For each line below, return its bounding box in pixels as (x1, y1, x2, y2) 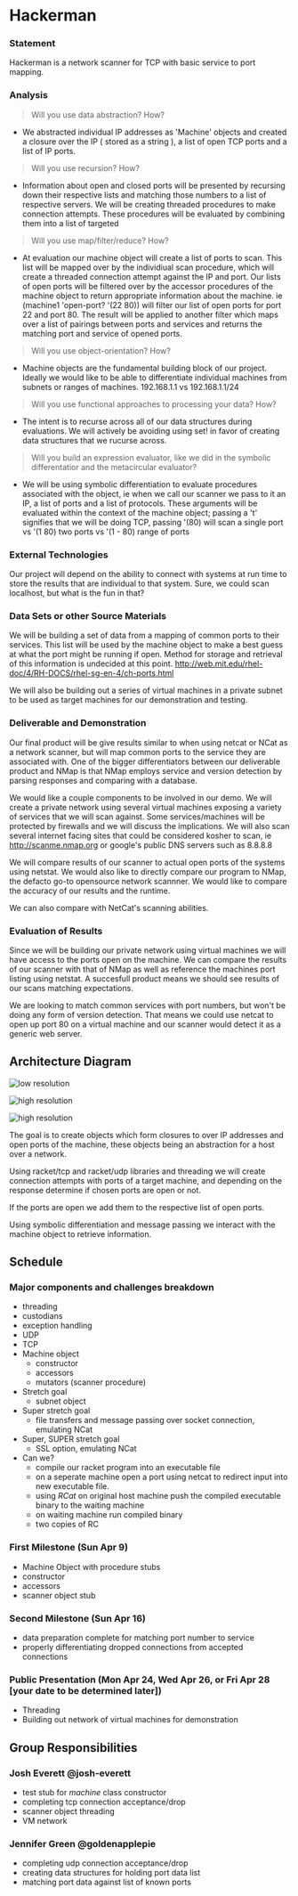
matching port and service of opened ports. (21, 328, 182, 338)
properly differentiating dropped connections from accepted (21, 1642, 244, 1653)
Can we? (21, 1453, 55, 1463)
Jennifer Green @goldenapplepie (9, 1837, 157, 1850)
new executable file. (35, 1481, 109, 1492)
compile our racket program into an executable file (35, 1462, 221, 1473)
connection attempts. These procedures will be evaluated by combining (21, 208, 286, 219)
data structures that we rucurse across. (21, 435, 167, 445)
